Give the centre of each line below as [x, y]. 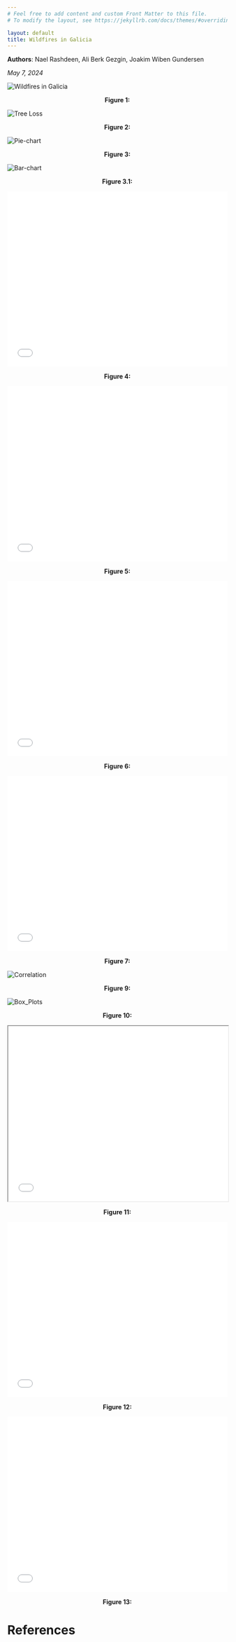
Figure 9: [117, 988]
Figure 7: [117, 962]
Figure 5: [117, 571]
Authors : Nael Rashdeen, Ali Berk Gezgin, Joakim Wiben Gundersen [106, 60]
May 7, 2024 [25, 73]
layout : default [31, 33]
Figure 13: [117, 1602]
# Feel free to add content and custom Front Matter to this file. [108, 14]
